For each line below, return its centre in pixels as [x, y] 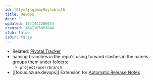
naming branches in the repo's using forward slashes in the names [80, 56]
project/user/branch [41, 67]
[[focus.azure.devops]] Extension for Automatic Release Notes [76, 72]
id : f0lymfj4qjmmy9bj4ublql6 [35, 10]
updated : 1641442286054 [30, 23]
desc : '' [14, 19]
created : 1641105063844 [30, 28]
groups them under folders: [40, 62]
